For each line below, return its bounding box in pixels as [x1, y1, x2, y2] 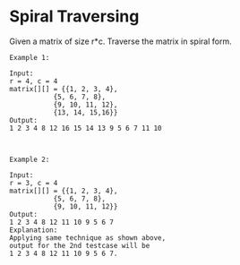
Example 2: [9, 155, 50, 164]
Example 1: [9, 53, 50, 62]
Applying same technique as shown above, [9, 233, 167, 243]
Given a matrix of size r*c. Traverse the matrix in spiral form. [9, 36, 232, 47]
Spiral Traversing [9, 6, 140, 27]
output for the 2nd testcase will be [9, 241, 150, 250]
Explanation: [9, 226, 58, 235]
